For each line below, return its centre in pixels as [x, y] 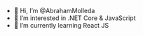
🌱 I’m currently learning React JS [61, 25]
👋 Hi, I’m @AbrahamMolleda [54, 11]
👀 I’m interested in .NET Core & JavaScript [75, 18]
